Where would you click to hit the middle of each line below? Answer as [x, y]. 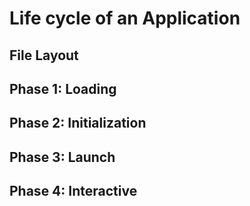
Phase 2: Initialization [78, 123]
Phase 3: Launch [62, 157]
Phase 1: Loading [63, 88]
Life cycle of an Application [125, 18]
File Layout [44, 55]
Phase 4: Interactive [73, 191]
